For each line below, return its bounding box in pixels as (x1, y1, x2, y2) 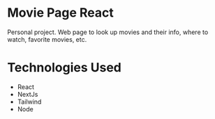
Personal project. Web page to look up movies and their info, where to (7, 28, 209, 36)
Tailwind (17, 97, 42, 106)
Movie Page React (7, 5, 114, 21)
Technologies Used (7, 60, 122, 76)
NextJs (17, 90, 38, 98)
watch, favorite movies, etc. (7, 35, 87, 43)
